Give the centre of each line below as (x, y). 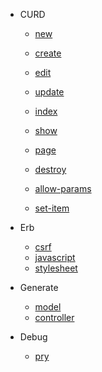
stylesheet (56, 268)
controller (54, 317)
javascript (55, 257)
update (49, 92)
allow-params (63, 188)
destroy (50, 169)
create (48, 53)
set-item (52, 208)
